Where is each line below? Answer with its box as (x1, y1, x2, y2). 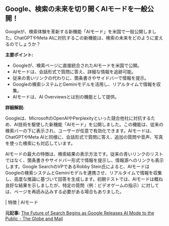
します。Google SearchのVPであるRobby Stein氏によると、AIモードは (5, 163, 150, 169)
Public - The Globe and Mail (5, 215, 63, 221)
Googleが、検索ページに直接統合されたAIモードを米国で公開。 (12, 62, 142, 68)
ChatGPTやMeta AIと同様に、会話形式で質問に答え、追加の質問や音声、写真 (5, 134, 163, 140)
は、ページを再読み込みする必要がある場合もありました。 (5, 188, 124, 194)
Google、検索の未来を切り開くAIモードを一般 (5, 5, 147, 14)
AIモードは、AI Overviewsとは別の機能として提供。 (12, 93, 120, 99)
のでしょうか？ (9, 41, 41, 47)
